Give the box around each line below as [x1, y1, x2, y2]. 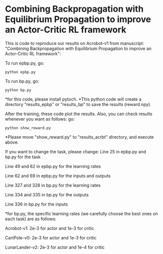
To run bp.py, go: [5, 78, 39, 84]
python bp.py [5, 87, 32, 92]
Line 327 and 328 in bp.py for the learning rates [5, 182, 101, 188]
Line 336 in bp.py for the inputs [5, 201, 68, 207]
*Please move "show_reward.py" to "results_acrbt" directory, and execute [5, 134, 154, 140]
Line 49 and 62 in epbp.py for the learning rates [5, 163, 101, 169]
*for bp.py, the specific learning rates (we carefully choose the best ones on [5, 211, 158, 216]
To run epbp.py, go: [5, 60, 45, 66]
